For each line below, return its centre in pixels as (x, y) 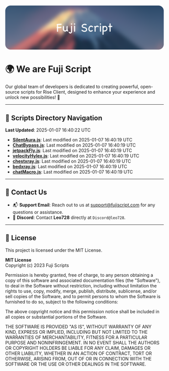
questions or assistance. (38, 212)
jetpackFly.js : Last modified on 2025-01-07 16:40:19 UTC (72, 151)
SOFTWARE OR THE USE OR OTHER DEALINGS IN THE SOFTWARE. (76, 364)
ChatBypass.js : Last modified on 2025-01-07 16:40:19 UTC (74, 145)
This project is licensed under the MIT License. (54, 250)
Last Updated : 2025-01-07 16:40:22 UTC (48, 130)
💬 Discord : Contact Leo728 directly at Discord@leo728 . (69, 217)
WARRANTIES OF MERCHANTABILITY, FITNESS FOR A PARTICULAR (76, 337)
